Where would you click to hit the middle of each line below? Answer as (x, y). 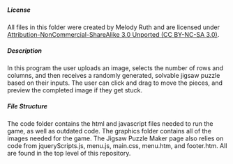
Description (25, 50)
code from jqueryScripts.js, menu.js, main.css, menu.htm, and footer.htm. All (117, 145)
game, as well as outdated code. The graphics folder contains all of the (109, 131)
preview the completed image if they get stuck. (75, 90)
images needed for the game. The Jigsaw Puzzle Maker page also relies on (115, 138)
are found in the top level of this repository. (69, 153)
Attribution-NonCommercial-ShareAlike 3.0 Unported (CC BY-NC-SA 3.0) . (113, 34)
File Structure (27, 106)
